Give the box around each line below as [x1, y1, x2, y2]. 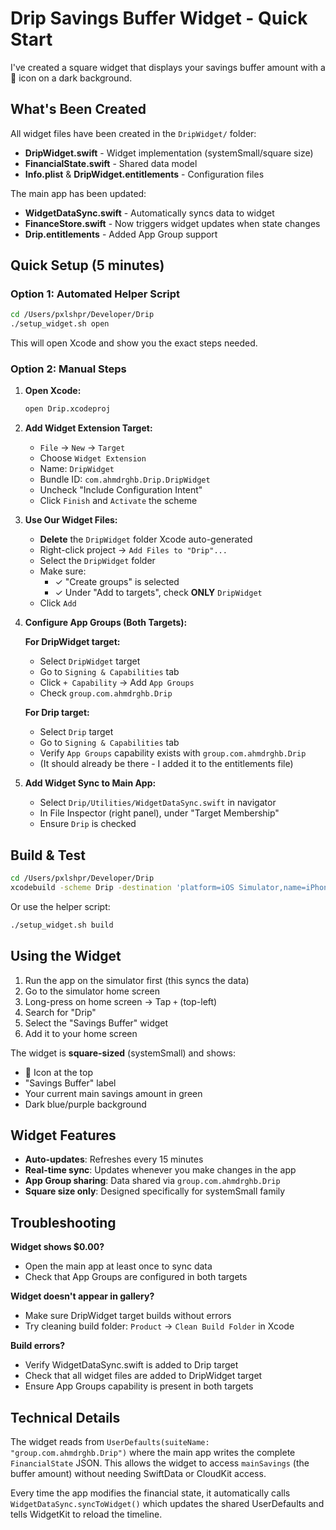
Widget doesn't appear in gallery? [10, 1290, 155, 1302]
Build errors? [10, 1340, 66, 1352]
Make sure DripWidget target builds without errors [24, 1310, 232, 1322]
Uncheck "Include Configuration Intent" [39, 484, 203, 496]
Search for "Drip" [24, 1006, 97, 1018]
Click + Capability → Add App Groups [39, 677, 195, 689]
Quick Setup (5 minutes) [10, 257, 165, 274]
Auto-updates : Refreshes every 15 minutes [24, 1153, 204, 1166]
